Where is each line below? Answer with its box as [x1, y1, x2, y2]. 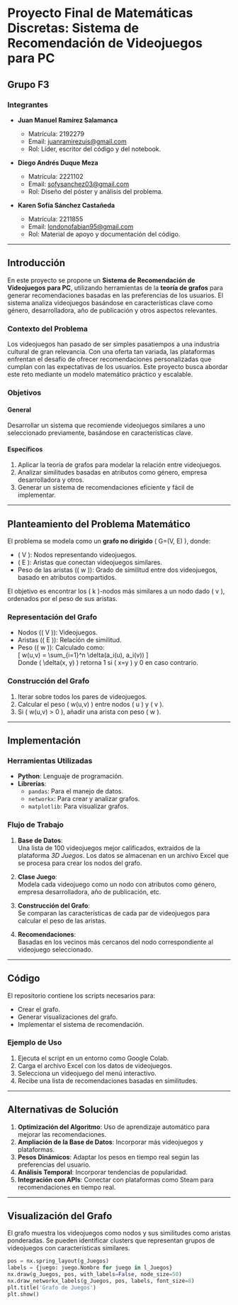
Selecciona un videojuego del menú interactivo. [17, 1069, 157, 1077]
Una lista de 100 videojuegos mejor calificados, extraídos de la [17, 843, 200, 852]
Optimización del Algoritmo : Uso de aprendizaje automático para [17, 1123, 210, 1131]
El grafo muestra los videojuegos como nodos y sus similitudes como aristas [7, 1229, 231, 1238]
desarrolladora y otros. [17, 475, 85, 484]
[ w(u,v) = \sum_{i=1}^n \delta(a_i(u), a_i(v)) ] [17, 651, 149, 659]
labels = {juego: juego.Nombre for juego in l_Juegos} [7, 1265, 173, 1272]
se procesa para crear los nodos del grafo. [17, 859, 142, 867]
